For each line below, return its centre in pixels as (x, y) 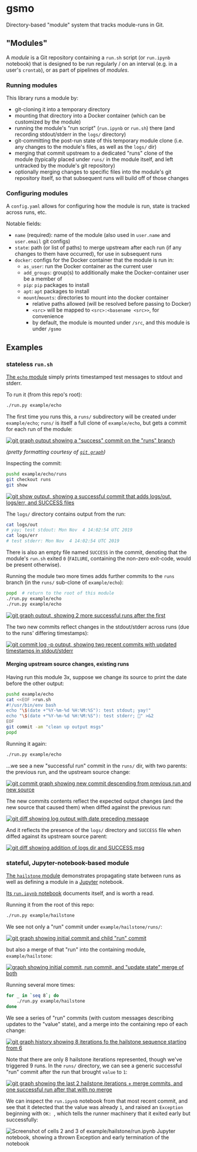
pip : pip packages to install (56, 285)
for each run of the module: (39, 429)
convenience (48, 316)
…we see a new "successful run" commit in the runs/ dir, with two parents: (96, 766)
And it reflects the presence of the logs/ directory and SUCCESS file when (94, 830)
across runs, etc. (26, 212)
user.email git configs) (42, 241)
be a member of (43, 279)
